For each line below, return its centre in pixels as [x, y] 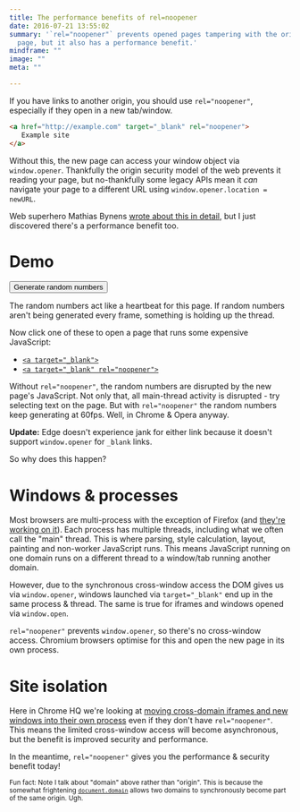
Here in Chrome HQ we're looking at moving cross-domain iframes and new [149, 711]
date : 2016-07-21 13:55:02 [59, 26]
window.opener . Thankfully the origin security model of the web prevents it [145, 170]
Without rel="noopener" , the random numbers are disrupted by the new [141, 387]
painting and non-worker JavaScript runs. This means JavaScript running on [150, 549]
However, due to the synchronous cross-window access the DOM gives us [146, 585]
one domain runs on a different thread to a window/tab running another [140, 558]
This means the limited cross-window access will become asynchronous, [144, 730]
